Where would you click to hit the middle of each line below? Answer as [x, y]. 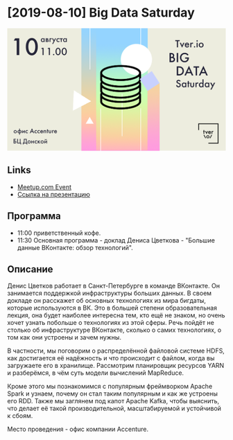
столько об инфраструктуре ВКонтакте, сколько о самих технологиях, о [114, 330]
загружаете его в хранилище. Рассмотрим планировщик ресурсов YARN [116, 366]
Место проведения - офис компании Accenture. [78, 429]
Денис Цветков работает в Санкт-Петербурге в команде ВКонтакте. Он [114, 286]
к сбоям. [20, 416]
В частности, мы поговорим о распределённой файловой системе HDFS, [116, 351]
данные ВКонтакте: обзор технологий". [75, 247]
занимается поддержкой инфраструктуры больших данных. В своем [110, 293]
